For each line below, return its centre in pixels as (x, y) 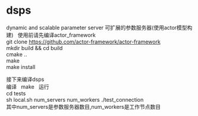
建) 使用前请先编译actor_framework (51, 35)
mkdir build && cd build (34, 48)
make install (21, 67)
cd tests (16, 93)
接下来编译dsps (25, 79)
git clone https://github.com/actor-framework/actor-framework (83, 42)
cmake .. (17, 54)
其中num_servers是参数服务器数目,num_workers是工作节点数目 (84, 106)
